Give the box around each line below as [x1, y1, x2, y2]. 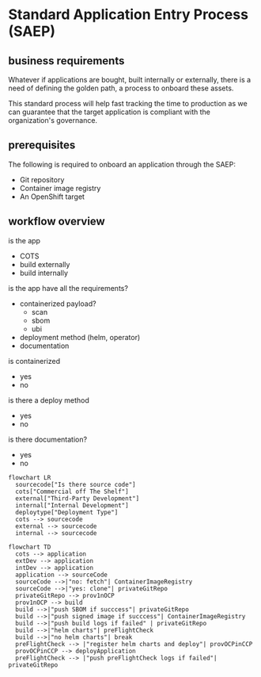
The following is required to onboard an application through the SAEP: [8, 159, 236, 169]
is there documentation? [8, 434, 88, 444]
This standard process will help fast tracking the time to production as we [8, 99, 248, 108]
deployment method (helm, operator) [19, 332, 141, 342]
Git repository [19, 174, 65, 184]
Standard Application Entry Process [8, 6, 249, 24]
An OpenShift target [19, 192, 85, 201]
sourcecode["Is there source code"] [15, 480, 136, 488]
